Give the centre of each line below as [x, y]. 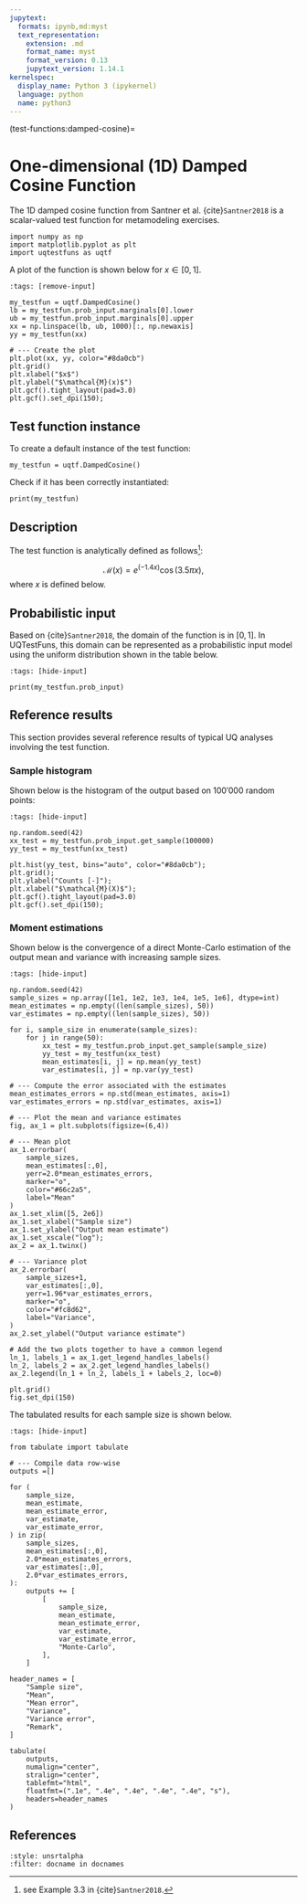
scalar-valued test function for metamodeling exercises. [115, 220]
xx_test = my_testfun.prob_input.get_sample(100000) [112, 841]
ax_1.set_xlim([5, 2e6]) [57, 1214]
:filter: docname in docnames [67, 1865]
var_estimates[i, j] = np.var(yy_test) [118, 1070]
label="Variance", [61, 1318]
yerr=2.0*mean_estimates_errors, [90, 1174]
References [43, 1835]
